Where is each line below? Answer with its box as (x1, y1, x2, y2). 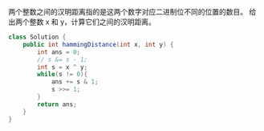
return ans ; (37, 100, 78, 108)
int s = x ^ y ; (37, 63, 88, 71)
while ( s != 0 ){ (37, 71, 88, 79)
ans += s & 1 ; (51, 78, 99, 86)
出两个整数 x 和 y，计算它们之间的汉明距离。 (8, 17, 156, 27)
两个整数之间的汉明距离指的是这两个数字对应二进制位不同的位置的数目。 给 (8, 7, 257, 16)
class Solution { (8, 33, 67, 41)
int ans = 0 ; (37, 47, 81, 56)
